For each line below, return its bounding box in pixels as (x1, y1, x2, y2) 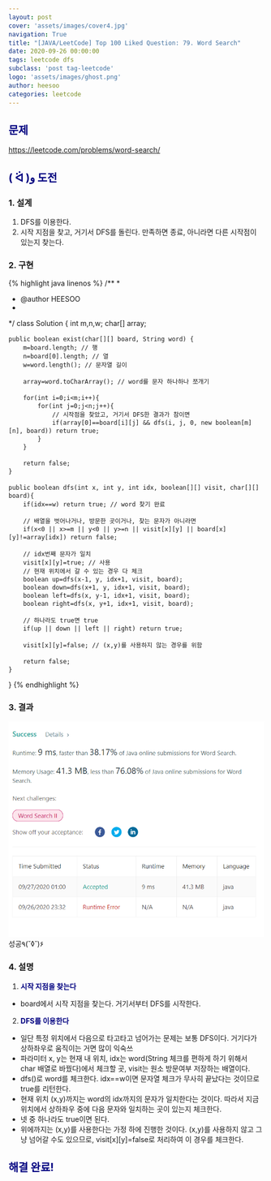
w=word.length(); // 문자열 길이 (23, 361, 127, 369)
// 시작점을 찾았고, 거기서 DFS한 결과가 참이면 (51, 410, 191, 419)
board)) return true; (26, 427, 100, 436)
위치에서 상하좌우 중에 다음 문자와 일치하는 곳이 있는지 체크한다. (19, 1104, 222, 1114)
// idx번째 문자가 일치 (23, 550, 92, 559)
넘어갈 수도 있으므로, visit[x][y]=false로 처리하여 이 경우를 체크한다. (28, 1134, 244, 1144)
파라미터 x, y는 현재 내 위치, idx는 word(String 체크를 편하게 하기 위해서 (19, 1053, 248, 1063)
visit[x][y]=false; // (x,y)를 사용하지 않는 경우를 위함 (23, 642, 203, 650)
